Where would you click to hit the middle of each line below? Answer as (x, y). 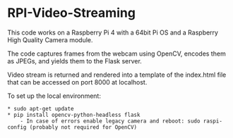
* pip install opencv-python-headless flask (74, 115)
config (17, 127)
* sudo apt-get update (41, 108)
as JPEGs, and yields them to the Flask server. (75, 61)
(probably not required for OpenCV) (83, 127)
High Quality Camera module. (50, 39)
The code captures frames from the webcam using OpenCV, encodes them (116, 54)
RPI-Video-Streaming (72, 13)
